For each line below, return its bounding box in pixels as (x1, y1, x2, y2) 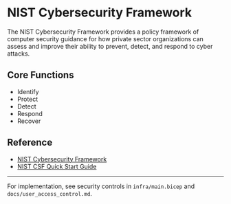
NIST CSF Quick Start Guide (16, 162, 97, 170)
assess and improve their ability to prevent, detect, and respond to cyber (7, 42, 213, 50)
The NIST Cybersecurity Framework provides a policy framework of (7, 27, 199, 36)
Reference (7, 137, 53, 148)
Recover (16, 117, 41, 125)
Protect (16, 95, 38, 103)
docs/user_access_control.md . (7, 189, 93, 197)
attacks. (7, 49, 30, 58)
